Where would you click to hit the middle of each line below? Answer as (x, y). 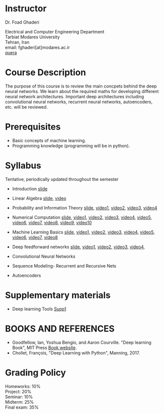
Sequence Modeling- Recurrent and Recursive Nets (64, 266)
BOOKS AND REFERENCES (60, 329)
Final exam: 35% (22, 407)
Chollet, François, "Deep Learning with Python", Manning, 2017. (76, 353)
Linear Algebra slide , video (39, 198)
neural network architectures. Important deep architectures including (75, 96)
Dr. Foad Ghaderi (22, 22)
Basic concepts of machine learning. (49, 140)
